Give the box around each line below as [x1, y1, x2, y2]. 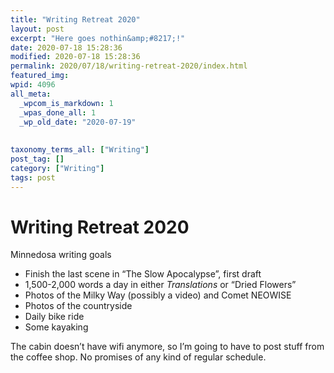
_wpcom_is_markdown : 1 [19, 98, 114, 108]
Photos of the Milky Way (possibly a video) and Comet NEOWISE [24, 289, 292, 301]
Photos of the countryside [24, 300, 133, 312]
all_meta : [10, 89, 52, 99]
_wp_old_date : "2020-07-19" [19, 117, 137, 127]
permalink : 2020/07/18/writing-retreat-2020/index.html [10, 61, 248, 71]
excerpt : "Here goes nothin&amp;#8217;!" [10, 33, 186, 43]
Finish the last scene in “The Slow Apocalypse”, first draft [24, 268, 262, 280]
